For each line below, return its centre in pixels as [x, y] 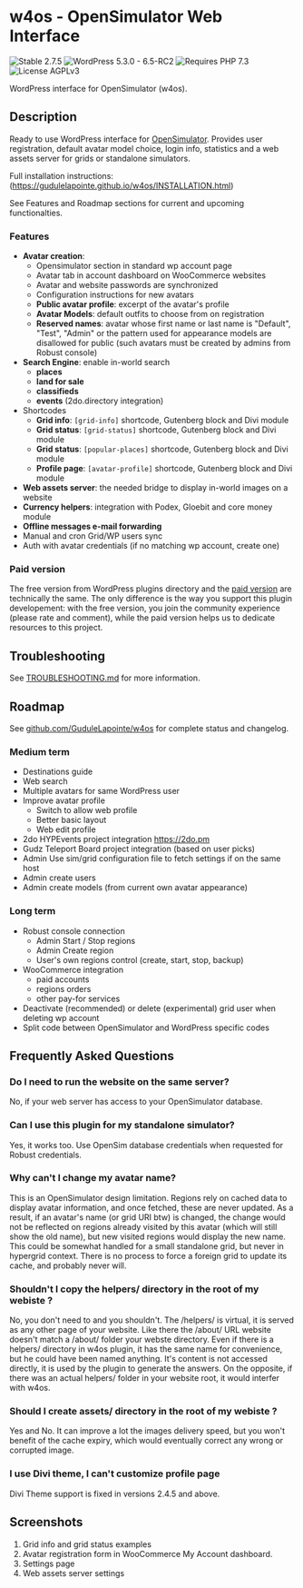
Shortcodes [44, 411]
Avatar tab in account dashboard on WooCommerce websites [151, 275]
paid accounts [63, 979]
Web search [45, 781]
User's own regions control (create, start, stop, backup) [140, 959]
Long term [33, 911]
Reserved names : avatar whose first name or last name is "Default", [163, 323]
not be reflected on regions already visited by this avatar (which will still [143, 1226]
